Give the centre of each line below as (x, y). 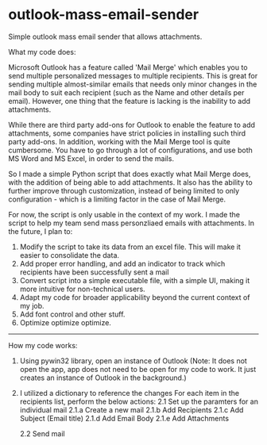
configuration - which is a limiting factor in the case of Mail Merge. (117, 199)
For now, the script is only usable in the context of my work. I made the (124, 214)
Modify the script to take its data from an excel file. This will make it (130, 247)
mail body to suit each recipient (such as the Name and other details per (126, 92)
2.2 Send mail (42, 433)
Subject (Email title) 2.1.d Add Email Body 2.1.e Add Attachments (124, 418)
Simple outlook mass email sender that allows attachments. (105, 36)
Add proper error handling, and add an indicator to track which (122, 263)
